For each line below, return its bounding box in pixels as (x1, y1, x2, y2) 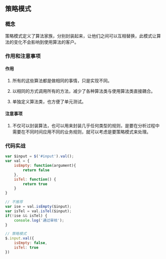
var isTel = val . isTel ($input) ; (5, 209, 72, 214)
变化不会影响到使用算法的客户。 (13, 39, 79, 45)
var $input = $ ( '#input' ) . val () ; (5, 154, 74, 159)
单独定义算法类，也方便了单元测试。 (12, 98, 86, 105)
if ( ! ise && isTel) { (5, 213, 48, 218)
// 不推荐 (5, 199, 23, 205)
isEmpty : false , (14, 241, 48, 246)
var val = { (5, 158, 30, 164)
